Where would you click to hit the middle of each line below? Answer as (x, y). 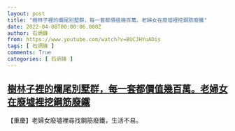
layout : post (26, 14)
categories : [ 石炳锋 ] (40, 59)
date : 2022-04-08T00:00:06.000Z (54, 26)
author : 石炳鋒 (28, 33)
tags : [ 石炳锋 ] (31, 46)
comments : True (29, 53)
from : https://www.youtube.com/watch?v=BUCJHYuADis (84, 40)
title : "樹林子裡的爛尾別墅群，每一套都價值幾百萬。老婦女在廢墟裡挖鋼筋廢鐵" (107, 20)
